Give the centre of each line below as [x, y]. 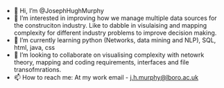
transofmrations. [37, 70]
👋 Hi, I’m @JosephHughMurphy [59, 11]
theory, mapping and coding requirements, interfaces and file [101, 62]
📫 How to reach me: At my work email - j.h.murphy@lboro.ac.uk [106, 77]
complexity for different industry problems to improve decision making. [115, 33]
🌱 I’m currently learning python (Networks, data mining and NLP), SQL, [115, 40]
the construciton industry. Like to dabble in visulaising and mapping [110, 25]
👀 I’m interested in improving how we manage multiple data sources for [115, 18]
